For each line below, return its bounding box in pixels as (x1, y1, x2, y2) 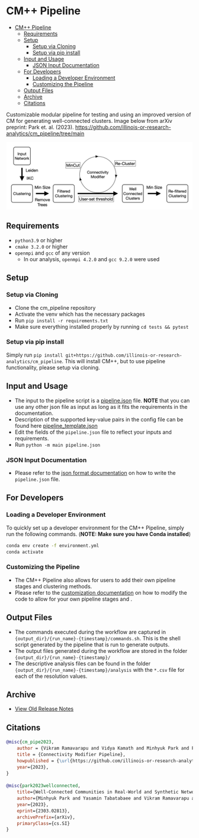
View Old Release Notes (14, 705, 74, 713)
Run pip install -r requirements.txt (14, 316, 108, 324)
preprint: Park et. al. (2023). (6, 123, 74, 131)
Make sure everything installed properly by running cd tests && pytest (14, 323, 189, 330)
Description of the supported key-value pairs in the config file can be (14, 415, 184, 423)
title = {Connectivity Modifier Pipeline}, (17, 751, 126, 757)
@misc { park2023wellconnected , (6, 783, 81, 789)
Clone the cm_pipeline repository (14, 304, 96, 311)
